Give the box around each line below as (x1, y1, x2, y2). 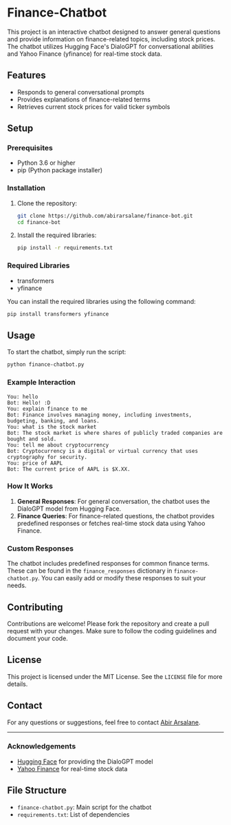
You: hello (7, 393, 38, 400)
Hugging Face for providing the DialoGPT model (16, 757, 153, 766)
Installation (7, 183, 46, 193)
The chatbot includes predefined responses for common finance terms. (7, 560, 210, 568)
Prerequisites (7, 143, 53, 153)
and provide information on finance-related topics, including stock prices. (7, 34, 216, 43)
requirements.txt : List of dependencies (16, 810, 130, 818)
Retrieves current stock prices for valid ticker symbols (16, 102, 170, 111)
